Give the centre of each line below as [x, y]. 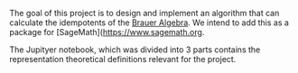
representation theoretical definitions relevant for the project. [123, 59]
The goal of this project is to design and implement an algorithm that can [144, 13]
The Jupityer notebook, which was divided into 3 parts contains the [135, 50]
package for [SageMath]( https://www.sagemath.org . [107, 32]
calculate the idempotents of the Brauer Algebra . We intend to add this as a [149, 23]
